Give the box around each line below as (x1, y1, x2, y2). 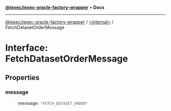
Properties (5, 73, 40, 82)
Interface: (5, 42, 48, 54)
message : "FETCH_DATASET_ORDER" (17, 100, 89, 106)
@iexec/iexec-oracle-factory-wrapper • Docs (5, 5, 105, 10)
